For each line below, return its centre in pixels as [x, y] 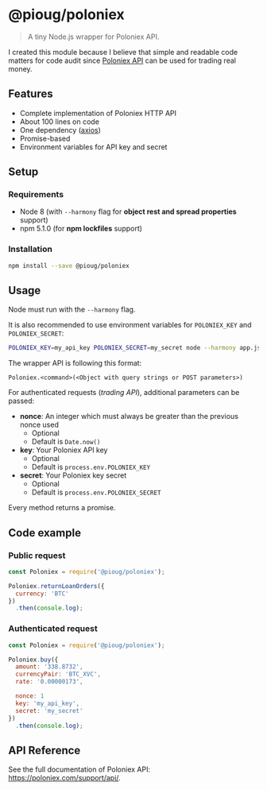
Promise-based [45, 138]
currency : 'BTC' [42, 594]
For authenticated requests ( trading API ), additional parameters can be [124, 393]
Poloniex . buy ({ [33, 660]
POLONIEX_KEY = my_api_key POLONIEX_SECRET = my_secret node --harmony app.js [135, 348]
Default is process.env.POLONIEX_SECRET [96, 492]
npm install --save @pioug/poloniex [69, 265]
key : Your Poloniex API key [64, 450]
